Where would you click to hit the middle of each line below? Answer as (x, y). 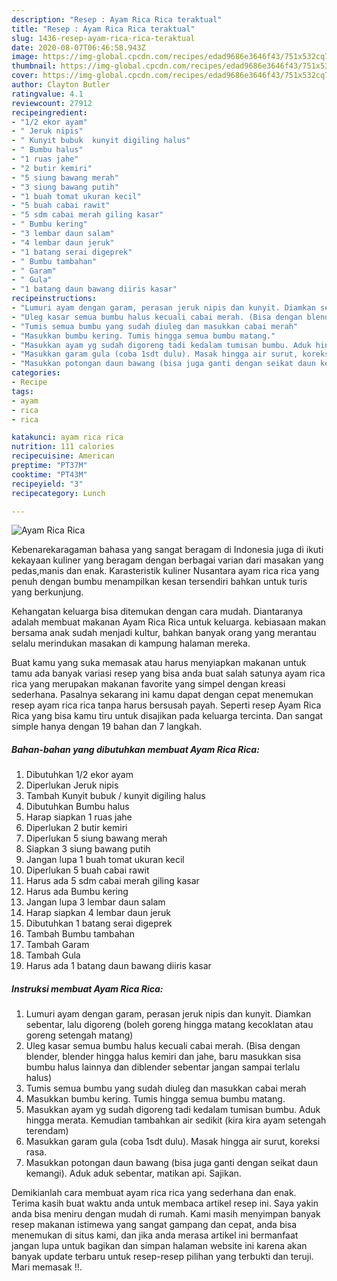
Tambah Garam (57, 945)
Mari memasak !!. (47, 1267)
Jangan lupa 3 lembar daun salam (95, 902)
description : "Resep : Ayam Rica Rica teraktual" (117, 19)
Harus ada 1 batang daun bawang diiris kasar (118, 966)
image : (25, 57)
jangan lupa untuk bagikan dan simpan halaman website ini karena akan (159, 1246)
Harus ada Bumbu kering (77, 892)
